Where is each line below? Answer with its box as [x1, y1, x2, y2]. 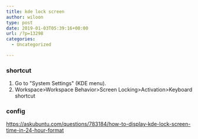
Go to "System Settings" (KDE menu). [14, 80, 106, 87]
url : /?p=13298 [6, 31, 44, 37]
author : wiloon [6, 14, 44, 20]
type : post [6, 20, 33, 25]
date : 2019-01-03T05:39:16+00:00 [6, 25, 89, 31]
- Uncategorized [11, 42, 51, 48]
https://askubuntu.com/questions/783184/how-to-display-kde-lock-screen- [6, 121, 191, 128]
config [6, 107, 25, 115]
